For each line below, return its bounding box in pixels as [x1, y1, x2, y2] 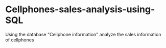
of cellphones [5, 37, 34, 43]
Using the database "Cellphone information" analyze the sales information [5, 31, 161, 37]
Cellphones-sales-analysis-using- [5, 4, 155, 15]
